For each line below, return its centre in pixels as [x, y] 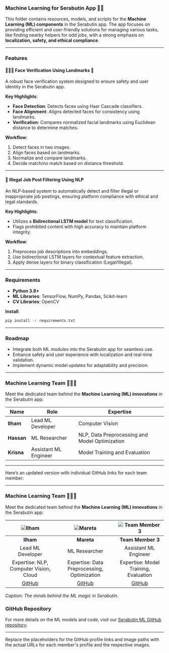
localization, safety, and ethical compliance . [52, 40]
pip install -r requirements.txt [40, 320]
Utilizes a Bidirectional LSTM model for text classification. [73, 221]
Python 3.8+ [26, 291]
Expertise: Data [85, 562]
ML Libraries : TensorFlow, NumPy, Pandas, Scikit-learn [70, 296]
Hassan [17, 438]
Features [16, 58]
